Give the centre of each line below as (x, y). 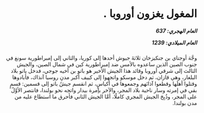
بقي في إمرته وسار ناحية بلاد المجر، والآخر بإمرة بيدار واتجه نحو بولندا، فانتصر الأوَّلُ (104, 90)
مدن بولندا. (185, 103)
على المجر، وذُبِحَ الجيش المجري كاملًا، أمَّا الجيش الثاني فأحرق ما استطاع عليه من (106, 97)
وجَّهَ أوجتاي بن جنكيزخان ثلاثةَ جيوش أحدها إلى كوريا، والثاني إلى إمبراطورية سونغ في (102, 58)
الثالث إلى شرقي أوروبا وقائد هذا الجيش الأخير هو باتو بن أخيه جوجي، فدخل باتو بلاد (104, 71)
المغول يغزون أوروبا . (150, 14)
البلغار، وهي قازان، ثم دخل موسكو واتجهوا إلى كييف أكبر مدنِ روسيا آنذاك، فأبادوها (105, 77)
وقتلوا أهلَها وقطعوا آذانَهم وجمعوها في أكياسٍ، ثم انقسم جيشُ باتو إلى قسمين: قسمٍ (103, 84)
